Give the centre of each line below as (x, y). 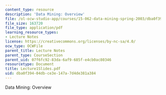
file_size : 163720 (24, 23)
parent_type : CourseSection (34, 55)
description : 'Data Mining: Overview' (45, 14)
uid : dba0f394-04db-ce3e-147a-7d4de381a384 (51, 73)
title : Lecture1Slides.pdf (33, 69)
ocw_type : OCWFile (24, 46)
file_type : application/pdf (34, 28)
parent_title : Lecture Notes (35, 50)
